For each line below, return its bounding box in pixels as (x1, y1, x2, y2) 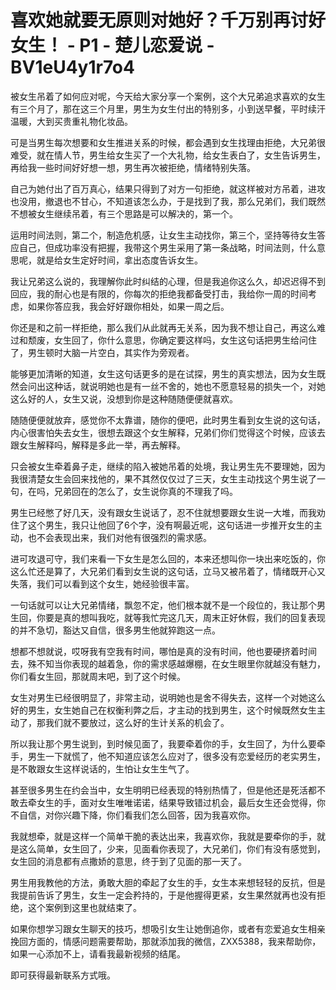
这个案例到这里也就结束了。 (27, 901, 142, 913)
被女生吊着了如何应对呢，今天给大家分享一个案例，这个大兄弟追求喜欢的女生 (10, 90, 326, 102)
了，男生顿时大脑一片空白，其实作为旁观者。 (10, 346, 195, 358)
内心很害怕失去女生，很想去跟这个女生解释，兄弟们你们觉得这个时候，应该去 (10, 426, 326, 438)
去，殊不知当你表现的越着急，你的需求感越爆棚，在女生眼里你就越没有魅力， (10, 657, 326, 670)
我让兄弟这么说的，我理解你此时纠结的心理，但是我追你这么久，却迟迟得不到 (10, 275, 326, 287)
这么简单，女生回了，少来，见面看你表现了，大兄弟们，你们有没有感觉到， (18, 842, 326, 855)
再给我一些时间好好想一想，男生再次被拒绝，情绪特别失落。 (10, 161, 256, 173)
